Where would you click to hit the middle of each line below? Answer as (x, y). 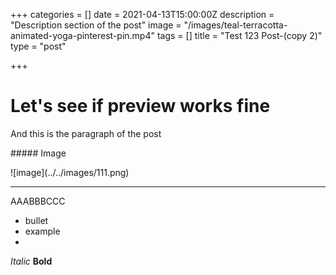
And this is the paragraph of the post (86, 133)
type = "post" (38, 46)
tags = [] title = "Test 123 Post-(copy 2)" (239, 35)
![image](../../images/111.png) (70, 172)
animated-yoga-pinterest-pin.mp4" (82, 35)
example (42, 231)
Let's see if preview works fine (140, 106)
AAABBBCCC (38, 201)
